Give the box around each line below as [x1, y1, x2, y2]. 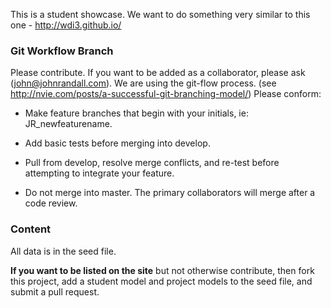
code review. [24, 197, 78, 209]
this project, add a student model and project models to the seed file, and [10, 275, 313, 287]
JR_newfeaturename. [24, 118, 113, 130]
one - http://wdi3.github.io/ [10, 19, 122, 31]
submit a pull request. [10, 285, 100, 298]
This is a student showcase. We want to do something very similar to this [10, 9, 311, 20]
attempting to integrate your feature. [24, 167, 175, 179]
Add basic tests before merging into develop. [24, 137, 211, 149]
